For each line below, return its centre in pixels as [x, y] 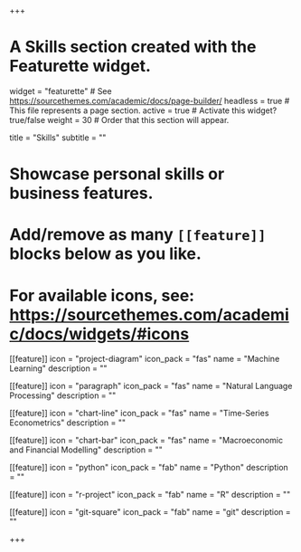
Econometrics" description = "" [68, 423]
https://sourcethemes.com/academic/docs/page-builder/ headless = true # [150, 100]
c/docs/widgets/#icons [99, 333]
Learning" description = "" [58, 368]
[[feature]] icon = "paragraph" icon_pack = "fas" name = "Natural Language [151, 386]
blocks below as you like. [105, 254]
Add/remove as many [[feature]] [138, 235]
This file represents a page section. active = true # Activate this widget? [143, 110]
